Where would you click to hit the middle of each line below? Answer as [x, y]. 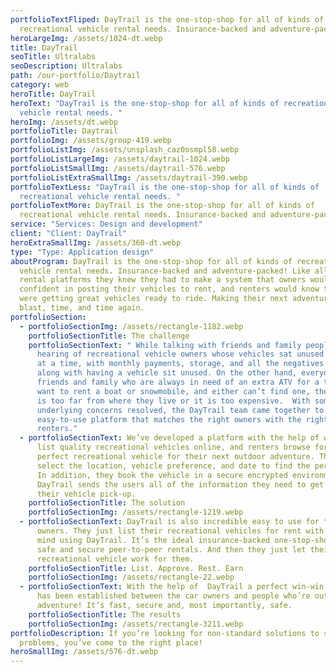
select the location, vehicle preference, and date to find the [173, 466]
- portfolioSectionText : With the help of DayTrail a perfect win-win [172, 587]
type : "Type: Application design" [82, 252]
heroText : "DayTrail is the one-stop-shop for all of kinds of [145, 103]
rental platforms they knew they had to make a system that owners [163, 280]
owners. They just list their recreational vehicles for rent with [180, 531]
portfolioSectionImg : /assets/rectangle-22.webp [131, 577]
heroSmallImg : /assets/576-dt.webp [84, 652]
